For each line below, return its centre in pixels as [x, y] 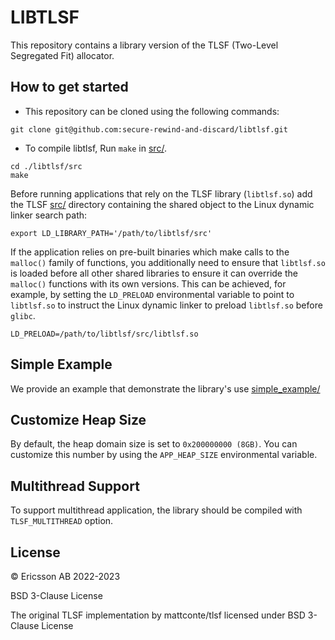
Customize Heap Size [78, 419]
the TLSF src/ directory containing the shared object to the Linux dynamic [162, 204]
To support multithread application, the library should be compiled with [156, 510]
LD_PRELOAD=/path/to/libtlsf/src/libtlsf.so [104, 334]
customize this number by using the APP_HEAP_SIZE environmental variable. [164, 455]
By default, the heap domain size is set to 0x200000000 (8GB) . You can [154, 444]
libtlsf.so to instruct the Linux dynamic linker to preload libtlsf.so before [166, 305]
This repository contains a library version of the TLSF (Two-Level [144, 45]
